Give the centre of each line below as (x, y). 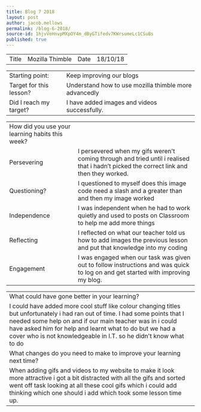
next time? (24, 361)
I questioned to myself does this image (132, 183)
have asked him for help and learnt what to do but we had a (92, 328)
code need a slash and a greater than (130, 191)
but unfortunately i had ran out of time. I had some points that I (97, 313)
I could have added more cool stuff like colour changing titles (95, 306)
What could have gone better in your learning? (74, 296)
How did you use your (40, 126)
